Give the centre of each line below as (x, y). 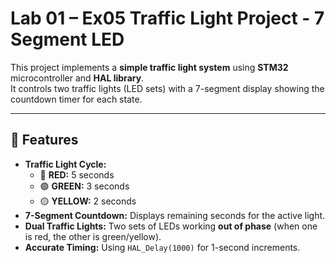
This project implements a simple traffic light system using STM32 (149, 67)
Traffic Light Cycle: (65, 164)
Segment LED (67, 39)
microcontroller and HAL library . (77, 78)
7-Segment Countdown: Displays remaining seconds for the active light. (175, 215)
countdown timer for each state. (76, 99)
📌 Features (44, 140)
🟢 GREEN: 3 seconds (84, 186)
